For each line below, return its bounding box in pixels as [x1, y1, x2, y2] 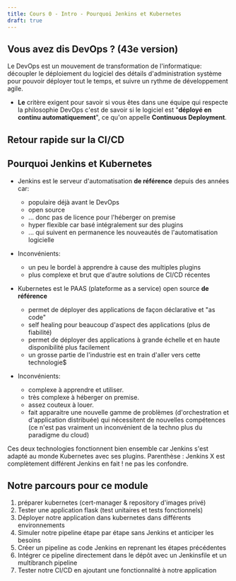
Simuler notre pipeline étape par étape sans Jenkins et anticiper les [17, 529, 214, 537]
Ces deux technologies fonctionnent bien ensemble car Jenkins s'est [7, 444, 208, 453]
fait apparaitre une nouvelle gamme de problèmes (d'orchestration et [28, 408, 230, 416]
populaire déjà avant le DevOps [28, 197, 120, 206]
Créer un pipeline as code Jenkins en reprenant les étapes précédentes [17, 543, 227, 552]
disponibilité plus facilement [28, 343, 110, 351]
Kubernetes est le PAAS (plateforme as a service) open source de [17, 284, 210, 292]
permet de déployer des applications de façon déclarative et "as [28, 305, 216, 313]
